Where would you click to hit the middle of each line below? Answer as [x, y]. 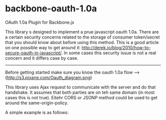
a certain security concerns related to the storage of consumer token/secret [83, 37]
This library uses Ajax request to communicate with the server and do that [81, 87]
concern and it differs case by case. [42, 58]
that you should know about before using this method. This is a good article [82, 42]
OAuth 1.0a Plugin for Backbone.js [40, 22]
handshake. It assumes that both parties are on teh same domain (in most [80, 92]
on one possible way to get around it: [43, 47]
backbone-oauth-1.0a [51, 9]
